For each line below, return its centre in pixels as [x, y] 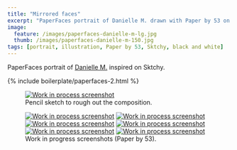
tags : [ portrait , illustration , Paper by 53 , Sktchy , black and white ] [115, 47]
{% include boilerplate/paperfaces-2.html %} [73, 81]
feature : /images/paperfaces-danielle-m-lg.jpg [86, 34]
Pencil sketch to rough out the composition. [89, 102]
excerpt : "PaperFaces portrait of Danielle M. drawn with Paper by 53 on [119, 21]
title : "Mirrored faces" [44, 14]
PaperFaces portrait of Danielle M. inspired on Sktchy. [86, 67]
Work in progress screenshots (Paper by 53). [91, 139]
